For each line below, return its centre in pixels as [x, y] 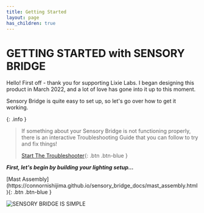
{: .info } [16, 120]
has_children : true [31, 23]
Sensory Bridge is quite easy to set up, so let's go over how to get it [91, 101]
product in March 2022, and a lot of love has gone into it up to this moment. [101, 89]
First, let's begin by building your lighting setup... [70, 167]
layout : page [23, 18]
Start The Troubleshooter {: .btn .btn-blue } [74, 156]
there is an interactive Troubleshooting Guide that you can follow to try [110, 138]
